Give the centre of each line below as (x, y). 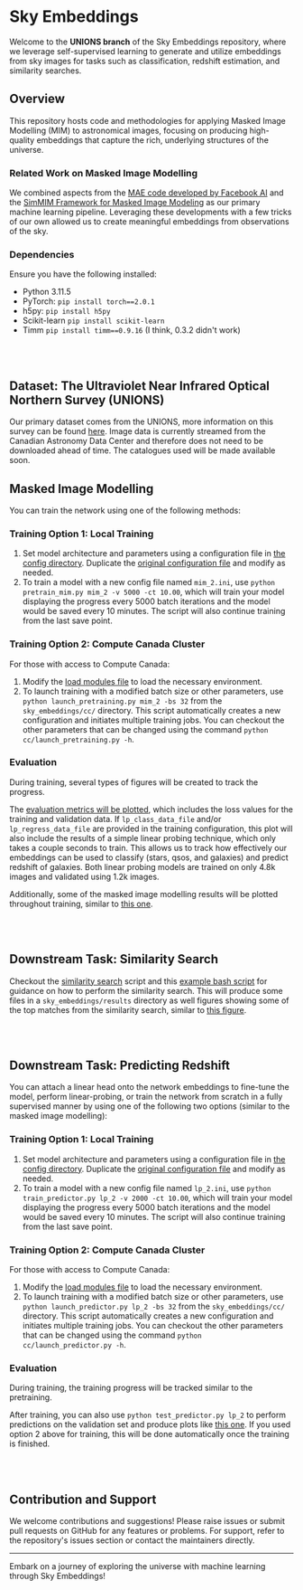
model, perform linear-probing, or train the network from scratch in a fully (146, 1097)
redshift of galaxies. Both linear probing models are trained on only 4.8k (142, 866)
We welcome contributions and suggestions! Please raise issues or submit (147, 1521)
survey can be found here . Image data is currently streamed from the (138, 431)
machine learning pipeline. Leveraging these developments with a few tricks (151, 212)
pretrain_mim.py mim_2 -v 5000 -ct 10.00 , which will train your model (153, 592)
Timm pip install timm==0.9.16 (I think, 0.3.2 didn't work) (131, 330)
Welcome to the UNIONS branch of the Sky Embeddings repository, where (148, 42)
